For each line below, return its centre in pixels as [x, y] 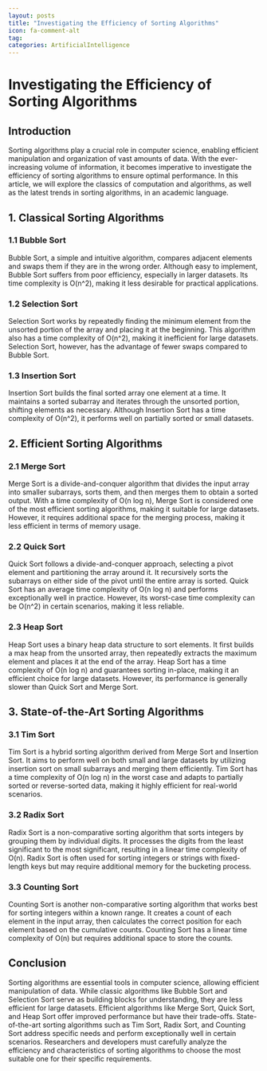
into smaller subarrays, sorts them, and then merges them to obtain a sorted [133, 492]
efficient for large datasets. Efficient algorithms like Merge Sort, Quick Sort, [132, 1008]
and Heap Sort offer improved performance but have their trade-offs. [122, 1016]
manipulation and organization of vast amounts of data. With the [114, 159]
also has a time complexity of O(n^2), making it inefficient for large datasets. [133, 338]
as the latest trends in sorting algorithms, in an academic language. [118, 193]
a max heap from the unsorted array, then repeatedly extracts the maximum [133, 653]
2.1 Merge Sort [37, 466]
